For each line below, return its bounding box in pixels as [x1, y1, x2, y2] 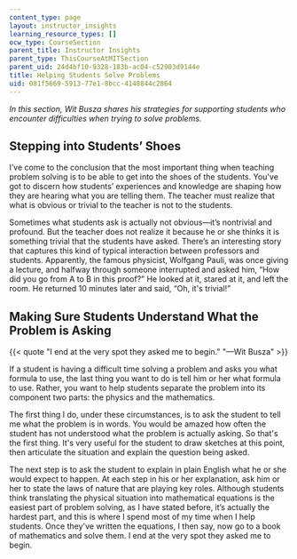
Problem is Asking [9, 323, 112, 338]
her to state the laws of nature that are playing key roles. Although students [9, 483, 285, 494]
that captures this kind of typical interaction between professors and [9, 245, 260, 256]
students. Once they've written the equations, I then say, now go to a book [9, 521, 281, 531]
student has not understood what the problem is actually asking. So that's [9, 428, 278, 439]
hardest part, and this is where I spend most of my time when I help [9, 512, 255, 523]
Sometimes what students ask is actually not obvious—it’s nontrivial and [9, 217, 273, 228]
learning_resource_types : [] [9, 29, 117, 38]
